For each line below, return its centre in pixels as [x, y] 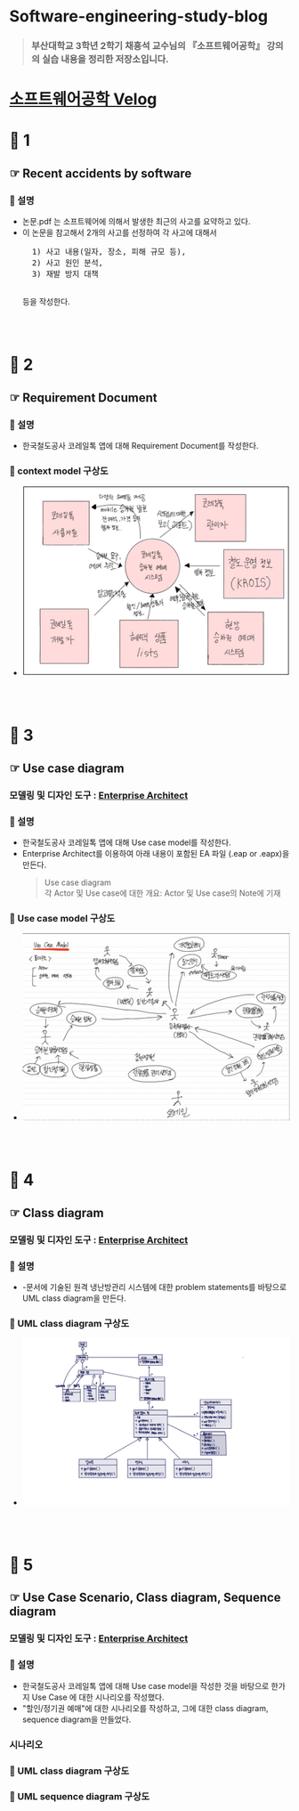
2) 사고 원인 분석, [68, 263]
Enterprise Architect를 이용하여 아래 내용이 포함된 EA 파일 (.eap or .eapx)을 [156, 854]
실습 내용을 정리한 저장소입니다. [105, 60]
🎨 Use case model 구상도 [62, 918]
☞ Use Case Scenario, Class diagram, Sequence [145, 1598]
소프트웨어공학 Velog [83, 99]
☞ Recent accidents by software [101, 173]
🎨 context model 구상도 [59, 471]
